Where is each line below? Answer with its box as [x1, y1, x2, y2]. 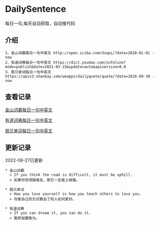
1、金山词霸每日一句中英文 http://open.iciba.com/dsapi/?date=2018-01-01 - [5, 50, 155, 55]
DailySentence [5, 3, 66, 15]
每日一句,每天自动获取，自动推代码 [5, 20, 76, 26]
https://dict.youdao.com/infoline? [53, 60, 126, 65]
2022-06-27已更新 [5, 158, 43, 163]
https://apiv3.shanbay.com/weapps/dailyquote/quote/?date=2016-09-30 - [5, 74, 155, 79]
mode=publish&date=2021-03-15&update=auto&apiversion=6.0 [5, 64, 126, 69]
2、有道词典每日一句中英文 [5, 60, 52, 65]
